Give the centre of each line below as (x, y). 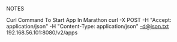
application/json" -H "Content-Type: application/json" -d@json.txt (88, 26)
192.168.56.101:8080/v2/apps (42, 33)
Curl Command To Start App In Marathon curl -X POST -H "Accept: (89, 20)
